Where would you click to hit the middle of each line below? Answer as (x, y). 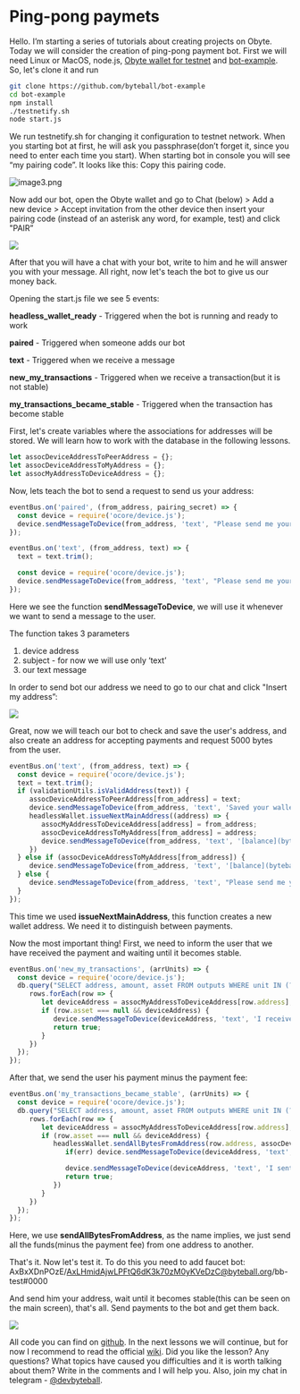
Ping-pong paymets (85, 17)
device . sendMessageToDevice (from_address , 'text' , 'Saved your (149, 808)
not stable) (29, 387)
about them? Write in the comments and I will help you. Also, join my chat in (148, 1371)
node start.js (36, 119)
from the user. (35, 750)
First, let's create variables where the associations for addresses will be (141, 431)
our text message (54, 669)
